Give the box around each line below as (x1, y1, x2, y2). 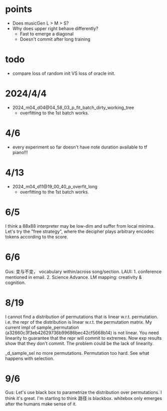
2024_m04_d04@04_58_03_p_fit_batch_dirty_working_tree (12, 104, 134, 110)
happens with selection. (5, 355, 54, 361)
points (5, 4, 32, 15)
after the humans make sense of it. (5, 401, 77, 407)
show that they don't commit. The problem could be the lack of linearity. (5, 340, 154, 346)
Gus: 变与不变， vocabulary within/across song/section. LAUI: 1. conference (5, 268, 162, 275)
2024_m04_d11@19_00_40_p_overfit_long (12, 183, 97, 189)
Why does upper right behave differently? (12, 25, 98, 31)
